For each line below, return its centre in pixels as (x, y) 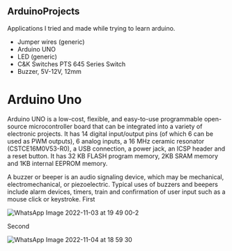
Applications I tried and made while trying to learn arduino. (91, 28)
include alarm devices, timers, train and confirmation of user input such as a (116, 192)
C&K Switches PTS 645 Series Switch (71, 64)
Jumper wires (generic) (51, 42)
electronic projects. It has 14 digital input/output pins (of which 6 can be (110, 134)
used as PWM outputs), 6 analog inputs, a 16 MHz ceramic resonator (106, 141)
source (17, 126)
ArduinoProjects (44, 12)
